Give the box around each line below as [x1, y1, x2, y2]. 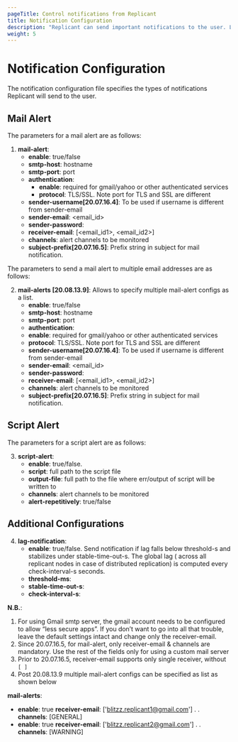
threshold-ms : [28, 574, 72, 583]
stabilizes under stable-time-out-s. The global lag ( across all [28, 552, 207, 560]
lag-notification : [17, 537, 67, 545]
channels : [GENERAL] [17, 712, 83, 721]
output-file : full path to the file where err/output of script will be [28, 474, 215, 483]
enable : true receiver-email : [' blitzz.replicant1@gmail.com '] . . [17, 704, 200, 714]
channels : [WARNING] [17, 727, 84, 736]
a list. [17, 293, 34, 302]
